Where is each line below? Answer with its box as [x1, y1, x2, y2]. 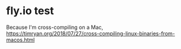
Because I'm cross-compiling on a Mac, [6, 24, 104, 31]
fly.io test [6, 4, 55, 18]
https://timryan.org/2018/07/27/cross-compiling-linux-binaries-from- [6, 30, 175, 37]
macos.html [6, 36, 35, 43]
